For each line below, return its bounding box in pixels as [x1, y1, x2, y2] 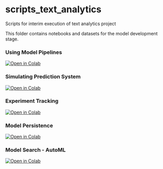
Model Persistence [5, 122, 53, 129]
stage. [5, 36, 19, 42]
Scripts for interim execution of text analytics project [5, 20, 116, 27]
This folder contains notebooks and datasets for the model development [5, 30, 158, 36]
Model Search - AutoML [5, 146, 66, 154]
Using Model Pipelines [5, 49, 63, 56]
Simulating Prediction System [5, 73, 81, 80]
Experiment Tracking [5, 97, 59, 104]
